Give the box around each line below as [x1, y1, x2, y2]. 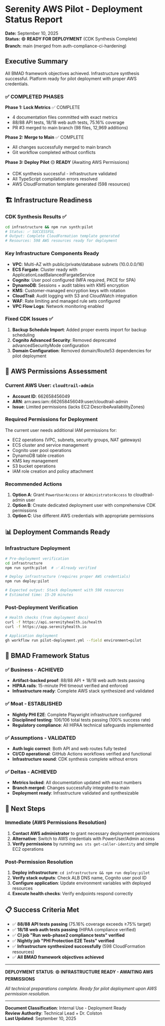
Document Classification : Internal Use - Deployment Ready [5, 1005, 127, 1011]
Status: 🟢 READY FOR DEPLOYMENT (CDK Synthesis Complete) [5, 36, 137, 41]
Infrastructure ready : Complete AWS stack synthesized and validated [12, 688, 154, 694]
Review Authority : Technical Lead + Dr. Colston [5, 1010, 102, 1016]
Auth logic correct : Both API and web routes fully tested [12, 745, 127, 751]
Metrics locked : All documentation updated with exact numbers [12, 780, 142, 786]
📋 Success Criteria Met [5, 906, 80, 914]
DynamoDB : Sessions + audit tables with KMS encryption [12, 282, 129, 288]
